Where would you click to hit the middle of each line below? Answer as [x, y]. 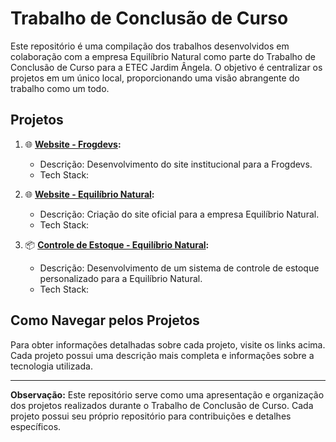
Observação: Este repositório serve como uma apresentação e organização [167, 394]
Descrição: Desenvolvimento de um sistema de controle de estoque [179, 268]
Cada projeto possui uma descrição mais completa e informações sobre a [162, 355]
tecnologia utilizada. [51, 366]
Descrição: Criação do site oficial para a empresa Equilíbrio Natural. [179, 214]
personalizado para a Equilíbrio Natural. [121, 278]
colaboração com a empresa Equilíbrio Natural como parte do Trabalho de [163, 56]
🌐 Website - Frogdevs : [73, 144]
